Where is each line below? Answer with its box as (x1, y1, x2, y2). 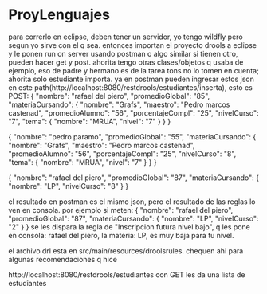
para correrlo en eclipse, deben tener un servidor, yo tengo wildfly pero (8, 32, 243, 41)
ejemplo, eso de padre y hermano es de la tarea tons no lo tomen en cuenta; (8, 65, 259, 75)
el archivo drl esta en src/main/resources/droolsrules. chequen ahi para (8, 245, 244, 256)
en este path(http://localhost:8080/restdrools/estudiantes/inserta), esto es (8, 82, 253, 92)
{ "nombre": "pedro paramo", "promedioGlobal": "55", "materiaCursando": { (8, 131, 257, 141)
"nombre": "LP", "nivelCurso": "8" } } (8, 181, 129, 190)
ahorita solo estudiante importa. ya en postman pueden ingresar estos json (8, 74, 255, 84)
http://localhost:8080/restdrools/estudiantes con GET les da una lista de (8, 269, 245, 280)
